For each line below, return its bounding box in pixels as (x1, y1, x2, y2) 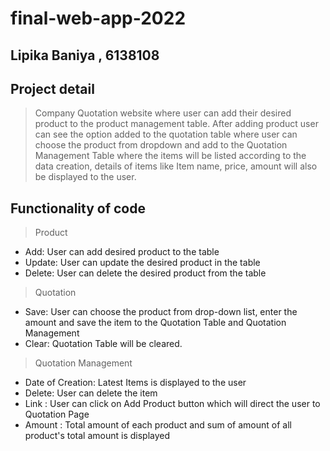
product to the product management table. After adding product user (34, 118, 319, 130)
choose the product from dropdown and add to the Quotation (34, 139, 288, 151)
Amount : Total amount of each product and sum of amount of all (24, 419, 292, 431)
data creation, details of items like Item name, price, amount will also (34, 160, 318, 172)
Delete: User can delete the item (24, 387, 158, 399)
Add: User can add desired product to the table (24, 246, 220, 258)
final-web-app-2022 (10, 7, 187, 30)
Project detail (10, 80, 95, 97)
